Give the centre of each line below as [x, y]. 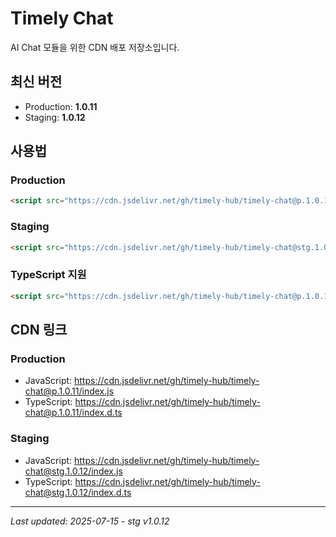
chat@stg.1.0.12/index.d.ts [78, 492]
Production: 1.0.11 [61, 106]
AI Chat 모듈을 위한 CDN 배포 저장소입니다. [95, 47]
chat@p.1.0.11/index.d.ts [73, 413]
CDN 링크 [39, 330]
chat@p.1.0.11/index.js [69, 391]
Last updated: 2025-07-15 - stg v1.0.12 [90, 521]
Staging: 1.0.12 [55, 117]
